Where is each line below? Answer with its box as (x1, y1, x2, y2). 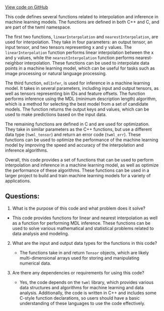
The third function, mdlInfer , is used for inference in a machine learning (5, 80, 150, 86)
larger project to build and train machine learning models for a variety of (5, 173, 151, 178)
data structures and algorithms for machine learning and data (19, 284, 144, 290)
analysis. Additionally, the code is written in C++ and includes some (19, 290, 157, 296)
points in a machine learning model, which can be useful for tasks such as (5, 65, 155, 71)
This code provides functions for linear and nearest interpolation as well (12, 215, 158, 221)
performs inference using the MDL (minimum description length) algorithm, (5, 96, 157, 102)
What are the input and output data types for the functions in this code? (12, 240, 157, 246)
